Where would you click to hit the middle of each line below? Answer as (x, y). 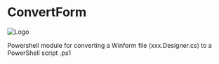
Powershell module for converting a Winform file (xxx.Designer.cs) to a (109, 45)
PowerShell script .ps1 (39, 53)
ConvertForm (47, 12)
